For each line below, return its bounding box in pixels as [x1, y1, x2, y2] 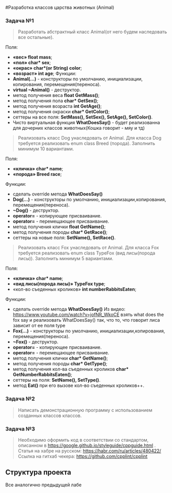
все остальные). [17, 34, 54, 41]
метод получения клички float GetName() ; [12, 224, 106, 230]
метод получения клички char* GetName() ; [12, 355, 108, 361]
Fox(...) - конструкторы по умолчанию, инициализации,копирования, [12, 328, 165, 334]
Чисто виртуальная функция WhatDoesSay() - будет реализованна [12, 120, 160, 126]
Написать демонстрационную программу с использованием [17, 407, 152, 413]
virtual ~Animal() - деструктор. [12, 87, 81, 93]
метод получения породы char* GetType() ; [12, 361, 108, 367]
